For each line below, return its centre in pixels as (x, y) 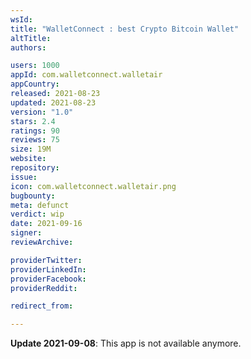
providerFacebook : (48, 279)
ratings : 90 (35, 131)
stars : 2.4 (33, 121)
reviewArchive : (42, 242)
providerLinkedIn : (48, 269)
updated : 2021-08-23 (53, 102)
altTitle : (31, 38)
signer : (26, 233)
